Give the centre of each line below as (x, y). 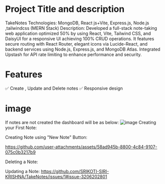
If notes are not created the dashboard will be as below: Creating (81, 122)
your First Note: (21, 127)
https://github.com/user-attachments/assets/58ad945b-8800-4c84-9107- (81, 147)
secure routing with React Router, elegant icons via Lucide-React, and (76, 44)
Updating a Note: (23, 171)
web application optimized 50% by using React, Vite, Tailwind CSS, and (78, 33)
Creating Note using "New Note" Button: (46, 137)
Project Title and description (65, 9)
